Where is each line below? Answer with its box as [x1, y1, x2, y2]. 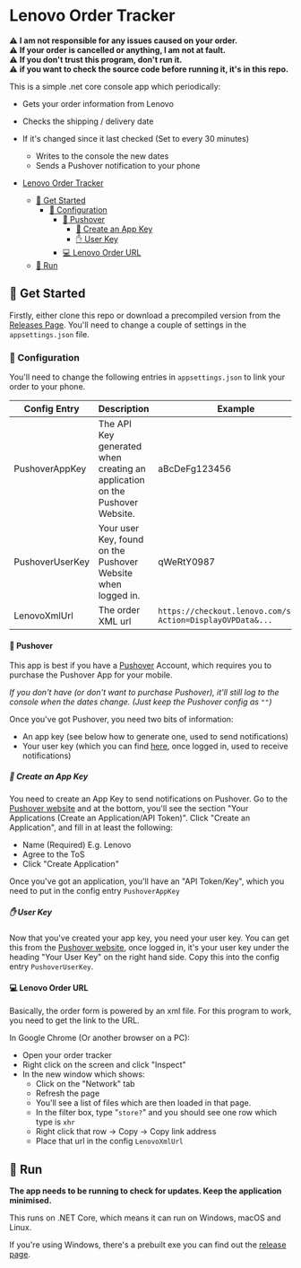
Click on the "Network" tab [35, 1079, 136, 1089]
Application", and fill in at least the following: [9, 822, 173, 833]
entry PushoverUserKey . [9, 961, 94, 972]
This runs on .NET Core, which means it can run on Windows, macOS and [9, 1212, 281, 1223]
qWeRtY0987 [158, 555, 216, 568]
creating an [98, 463, 146, 476]
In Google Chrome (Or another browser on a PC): [9, 1033, 191, 1044]
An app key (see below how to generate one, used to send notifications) [21, 731, 289, 742]
